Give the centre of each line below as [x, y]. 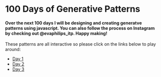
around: [13, 50]
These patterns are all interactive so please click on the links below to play [80, 44]
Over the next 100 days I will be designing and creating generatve [74, 23]
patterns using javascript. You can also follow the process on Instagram [80, 28]
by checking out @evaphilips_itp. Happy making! [56, 33]
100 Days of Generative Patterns [73, 9]
